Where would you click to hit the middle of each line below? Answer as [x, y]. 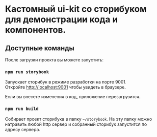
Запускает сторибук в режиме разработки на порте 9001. [66, 82]
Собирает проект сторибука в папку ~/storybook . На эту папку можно [78, 119]
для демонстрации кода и [61, 19]
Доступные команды [40, 48]
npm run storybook [27, 72]
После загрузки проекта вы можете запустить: [54, 60]
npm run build [22, 109]
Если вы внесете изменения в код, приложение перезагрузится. [73, 97]
